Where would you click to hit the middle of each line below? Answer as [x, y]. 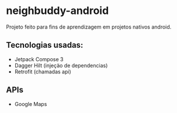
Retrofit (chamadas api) [43, 72]
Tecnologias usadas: [45, 45]
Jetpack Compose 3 [39, 59]
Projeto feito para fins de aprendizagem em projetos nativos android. [89, 27]
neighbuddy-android [58, 11]
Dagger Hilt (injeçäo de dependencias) [61, 65]
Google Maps [31, 104]
